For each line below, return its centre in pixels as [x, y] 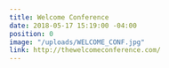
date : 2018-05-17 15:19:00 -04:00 [73, 26]
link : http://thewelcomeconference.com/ [85, 50]
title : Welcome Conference [59, 17]
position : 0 [31, 34]
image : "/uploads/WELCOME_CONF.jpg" [77, 42]
